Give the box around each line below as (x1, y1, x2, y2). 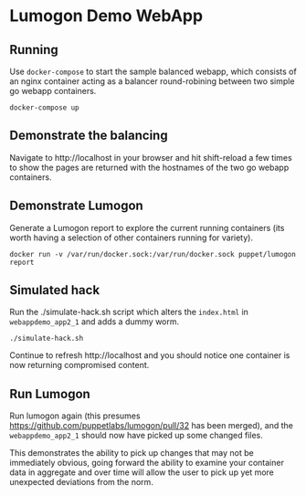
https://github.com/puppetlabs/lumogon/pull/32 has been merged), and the (9, 420, 294, 431)
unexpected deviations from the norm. (9, 477, 153, 488)
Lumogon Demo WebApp (9, 5, 204, 26)
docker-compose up (9, 103, 79, 112)
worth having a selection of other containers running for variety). (9, 232, 254, 243)
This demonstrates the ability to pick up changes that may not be (9, 448, 254, 459)
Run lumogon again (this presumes (9, 410, 141, 421)
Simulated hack (9, 282, 100, 298)
